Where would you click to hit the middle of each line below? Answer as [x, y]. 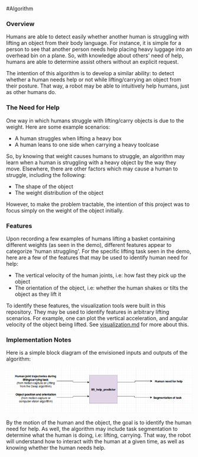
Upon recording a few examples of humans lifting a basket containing [91, 239]
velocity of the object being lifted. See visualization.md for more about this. [98, 324]
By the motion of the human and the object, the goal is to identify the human [99, 422]
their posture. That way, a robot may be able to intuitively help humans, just [98, 86]
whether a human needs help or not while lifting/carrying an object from [94, 80]
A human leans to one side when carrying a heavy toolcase [87, 144]
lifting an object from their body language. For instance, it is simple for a [94, 43]
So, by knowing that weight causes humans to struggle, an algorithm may [95, 156]
